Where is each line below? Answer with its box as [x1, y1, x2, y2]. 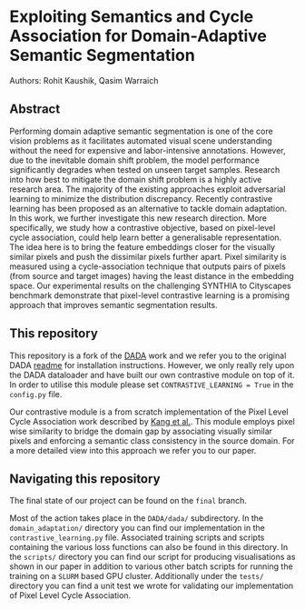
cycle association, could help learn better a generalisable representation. [9, 232, 282, 243]
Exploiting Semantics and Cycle [9, 6, 254, 27]
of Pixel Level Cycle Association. [9, 590, 132, 601]
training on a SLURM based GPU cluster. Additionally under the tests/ [9, 571, 264, 582]
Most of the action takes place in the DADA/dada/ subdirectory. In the [9, 513, 264, 524]
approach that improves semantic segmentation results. [9, 299, 218, 310]
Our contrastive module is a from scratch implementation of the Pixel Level [9, 406, 289, 417]
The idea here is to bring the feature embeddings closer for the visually [9, 241, 275, 252]
